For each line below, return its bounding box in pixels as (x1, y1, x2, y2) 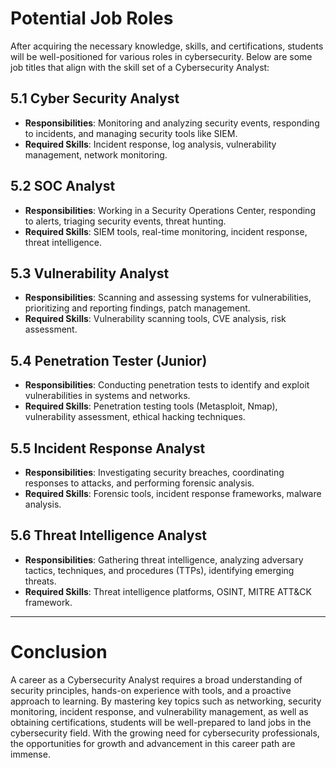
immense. (10, 748, 51, 760)
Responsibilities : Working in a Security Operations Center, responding (24, 204, 316, 216)
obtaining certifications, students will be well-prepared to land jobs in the (10, 716, 312, 728)
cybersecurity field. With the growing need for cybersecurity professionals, (10, 727, 320, 739)
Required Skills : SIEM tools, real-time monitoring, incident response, (24, 225, 308, 237)
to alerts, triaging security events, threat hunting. (24, 215, 227, 227)
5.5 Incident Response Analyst (10, 440, 206, 457)
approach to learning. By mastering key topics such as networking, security (10, 695, 322, 707)
